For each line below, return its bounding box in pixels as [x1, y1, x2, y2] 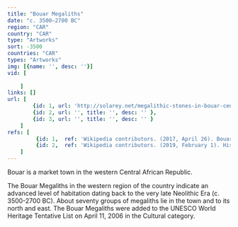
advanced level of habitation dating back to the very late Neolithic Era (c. [7, 189, 220, 197]
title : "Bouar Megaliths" [7, 10, 84, 18]
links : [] [7, 89, 37, 96]
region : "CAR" [7, 23, 50, 30]
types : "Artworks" [7, 57, 62, 64]
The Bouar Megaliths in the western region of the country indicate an [7, 182, 209, 190]
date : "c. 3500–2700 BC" [7, 17, 81, 24]
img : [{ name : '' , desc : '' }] [7, 63, 93, 70]
